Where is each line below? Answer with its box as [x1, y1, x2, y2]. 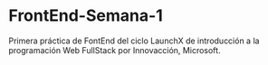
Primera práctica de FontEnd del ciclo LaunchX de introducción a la [8, 35, 260, 46]
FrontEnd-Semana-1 [8, 5, 164, 26]
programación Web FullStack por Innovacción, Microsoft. [8, 44, 221, 55]
